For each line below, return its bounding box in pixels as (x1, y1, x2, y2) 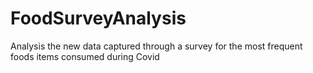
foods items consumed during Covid (10, 50, 160, 62)
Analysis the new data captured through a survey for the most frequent (10, 40, 303, 52)
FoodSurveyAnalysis (10, 7, 187, 30)
